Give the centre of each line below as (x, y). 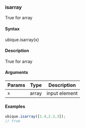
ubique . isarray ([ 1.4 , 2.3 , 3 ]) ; (35, 117)
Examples (15, 106)
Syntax (12, 28)
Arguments (17, 72)
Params (16, 85)
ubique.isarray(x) (22, 40)
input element (62, 93)
